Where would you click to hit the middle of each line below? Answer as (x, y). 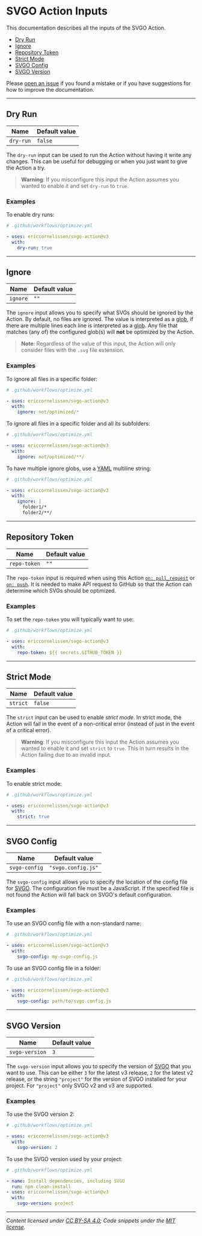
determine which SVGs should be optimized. (61, 590)
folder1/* (34, 507)
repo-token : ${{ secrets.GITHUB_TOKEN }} (69, 652)
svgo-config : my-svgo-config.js (57, 957)
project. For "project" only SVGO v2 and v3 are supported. (80, 1086)
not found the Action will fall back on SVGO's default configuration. (89, 894)
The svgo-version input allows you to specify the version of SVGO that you (99, 1066)
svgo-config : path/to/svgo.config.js (64, 1001)
